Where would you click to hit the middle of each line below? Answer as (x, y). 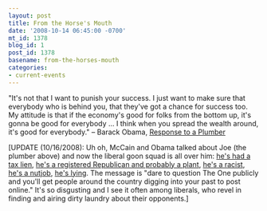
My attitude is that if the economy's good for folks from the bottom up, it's (130, 115)
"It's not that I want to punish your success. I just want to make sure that (127, 98)
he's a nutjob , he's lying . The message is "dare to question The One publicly (133, 173)
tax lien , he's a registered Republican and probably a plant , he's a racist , (127, 164)
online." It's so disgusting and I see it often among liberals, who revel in (125, 189)
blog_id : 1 (26, 46)
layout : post (30, 16)
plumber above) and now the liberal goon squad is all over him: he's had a (130, 156)
